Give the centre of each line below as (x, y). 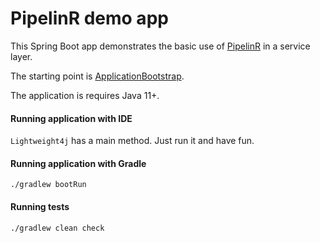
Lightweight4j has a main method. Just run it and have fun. (132, 141)
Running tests (40, 206)
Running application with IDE (71, 118)
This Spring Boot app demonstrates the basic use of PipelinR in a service (160, 46)
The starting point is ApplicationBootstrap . (97, 76)
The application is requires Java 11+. (85, 95)
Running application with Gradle (78, 163)
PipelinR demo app (89, 18)
